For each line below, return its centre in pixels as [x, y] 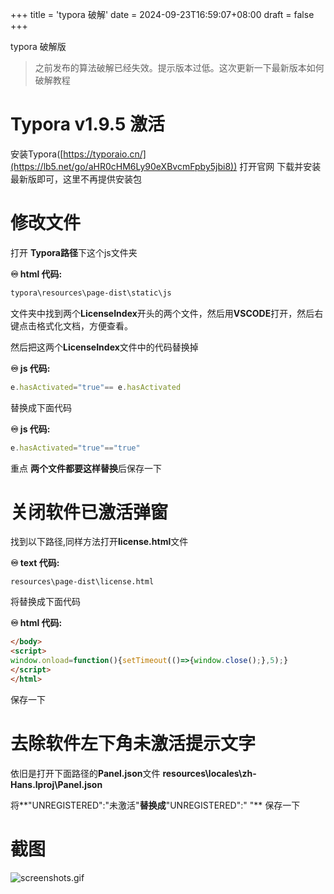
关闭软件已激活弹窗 [89, 512]
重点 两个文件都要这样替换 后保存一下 [86, 468]
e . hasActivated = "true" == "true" [75, 448]
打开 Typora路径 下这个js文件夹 [74, 252]
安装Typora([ [37, 154]
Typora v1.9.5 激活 [87, 124]
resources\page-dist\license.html [82, 582]
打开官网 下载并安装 [280, 166]
